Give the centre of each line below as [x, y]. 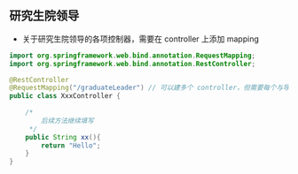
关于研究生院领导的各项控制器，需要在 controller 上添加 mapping [141, 39]
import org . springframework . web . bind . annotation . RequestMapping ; [132, 56]
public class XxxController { [65, 96]
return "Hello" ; [71, 145]
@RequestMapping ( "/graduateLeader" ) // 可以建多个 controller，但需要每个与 [146, 88]
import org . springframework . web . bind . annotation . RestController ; [132, 64]
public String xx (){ [63, 137]
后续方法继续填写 [68, 121]
